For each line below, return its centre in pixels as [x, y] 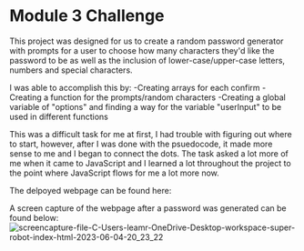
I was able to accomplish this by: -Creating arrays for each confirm [135, 87]
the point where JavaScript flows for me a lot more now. [115, 173]
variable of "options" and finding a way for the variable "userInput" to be [146, 106]
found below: [34, 217]
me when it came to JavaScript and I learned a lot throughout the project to [150, 163]
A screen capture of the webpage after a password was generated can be [148, 208]
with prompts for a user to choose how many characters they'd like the [142, 50]
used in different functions [59, 116]
